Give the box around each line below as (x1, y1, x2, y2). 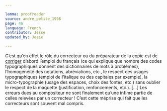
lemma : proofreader (5, 11, 46, 16)
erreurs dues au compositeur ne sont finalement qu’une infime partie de (5, 90, 153, 96)
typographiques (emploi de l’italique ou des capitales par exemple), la (5, 74, 148, 80)
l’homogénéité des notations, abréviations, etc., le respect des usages (5, 69, 149, 75)
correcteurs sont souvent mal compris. (5, 101, 84, 106)
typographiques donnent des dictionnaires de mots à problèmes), (5, 63, 140, 69)
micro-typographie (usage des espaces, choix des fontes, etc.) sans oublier (5, 79, 161, 85)
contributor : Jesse (5, 30, 46, 35)
